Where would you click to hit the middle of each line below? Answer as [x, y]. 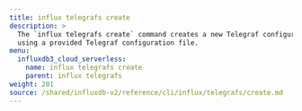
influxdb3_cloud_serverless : [72, 59]
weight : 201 [31, 84]
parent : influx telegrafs [74, 76]
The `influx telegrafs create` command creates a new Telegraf [138, 34]
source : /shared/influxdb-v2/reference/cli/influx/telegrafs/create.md [146, 92]
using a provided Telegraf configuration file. [108, 43]
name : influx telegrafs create [84, 68]
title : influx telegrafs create [70, 17]
